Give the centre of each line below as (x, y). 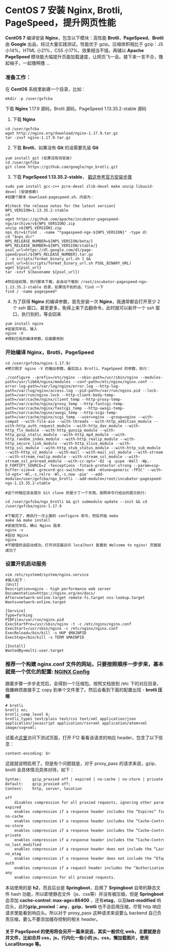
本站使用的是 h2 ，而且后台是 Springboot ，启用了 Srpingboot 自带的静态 (81, 888)
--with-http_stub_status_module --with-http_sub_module (101, 448)
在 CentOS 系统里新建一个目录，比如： (46, 89)
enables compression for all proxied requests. (65, 877)
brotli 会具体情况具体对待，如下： (40, 770)
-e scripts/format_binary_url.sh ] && (51, 259)
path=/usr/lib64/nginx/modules (38, 382)
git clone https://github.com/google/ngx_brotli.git (62, 167)
